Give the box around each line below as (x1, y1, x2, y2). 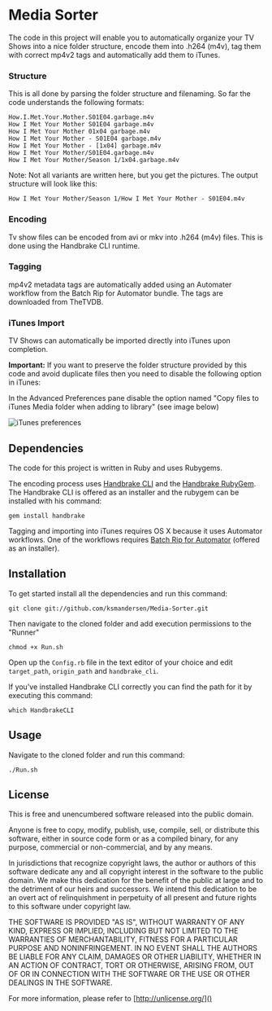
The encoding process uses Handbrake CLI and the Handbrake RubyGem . (8, 478, 257, 488)
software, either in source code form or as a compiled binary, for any (8, 833, 239, 844)
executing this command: (8, 690, 93, 700)
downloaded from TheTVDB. (8, 297, 104, 306)
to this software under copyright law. (8, 902, 132, 912)
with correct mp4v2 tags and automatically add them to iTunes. (8, 50, 221, 59)
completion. (8, 345, 49, 354)
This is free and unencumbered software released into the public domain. (8, 809, 254, 820)
